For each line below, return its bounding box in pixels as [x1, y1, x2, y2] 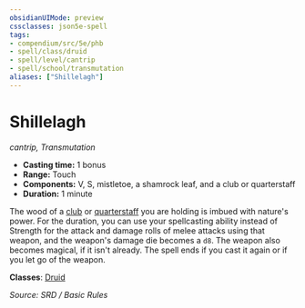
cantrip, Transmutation [9, 142, 96, 153]
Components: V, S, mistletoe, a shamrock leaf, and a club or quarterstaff [22, 178, 296, 189]
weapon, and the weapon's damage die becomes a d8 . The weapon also [9, 234, 280, 245]
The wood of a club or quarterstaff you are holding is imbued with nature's [9, 205, 289, 216]
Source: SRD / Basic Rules [9, 289, 108, 300]
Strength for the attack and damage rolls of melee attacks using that [9, 224, 266, 236]
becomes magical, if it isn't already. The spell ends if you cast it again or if [9, 244, 289, 255]
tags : [9, 30, 30, 39]
